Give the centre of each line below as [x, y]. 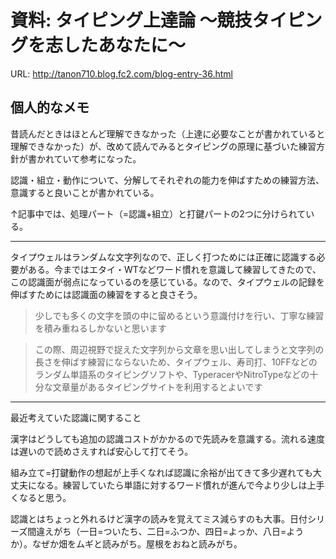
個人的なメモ [50, 107]
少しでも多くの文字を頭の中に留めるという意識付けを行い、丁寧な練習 [179, 315]
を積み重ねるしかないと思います [100, 328]
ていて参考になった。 [97, 158]
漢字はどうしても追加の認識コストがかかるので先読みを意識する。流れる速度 [167, 438]
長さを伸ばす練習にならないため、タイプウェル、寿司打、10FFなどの [176, 362]
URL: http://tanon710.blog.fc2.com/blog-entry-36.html [121, 73]
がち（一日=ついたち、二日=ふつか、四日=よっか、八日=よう [179, 531]
